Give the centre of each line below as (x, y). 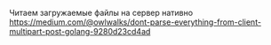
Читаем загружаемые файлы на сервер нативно (101, 13)
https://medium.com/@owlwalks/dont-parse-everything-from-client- (135, 22)
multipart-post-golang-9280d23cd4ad (80, 31)
